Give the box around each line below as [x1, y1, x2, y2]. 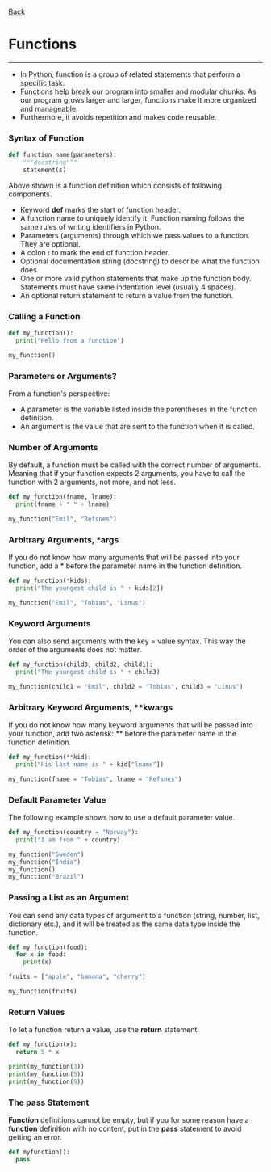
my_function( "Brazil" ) [8, 873, 85, 881]
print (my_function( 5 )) [8, 1070, 85, 1078]
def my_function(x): [8, 1040, 78, 1049]
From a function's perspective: [8, 389, 110, 398]
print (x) [23, 958, 52, 967]
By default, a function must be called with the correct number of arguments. [8, 460, 261, 470]
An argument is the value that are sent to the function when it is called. [19, 422, 256, 432]
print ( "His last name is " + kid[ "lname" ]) [15, 761, 164, 769]
